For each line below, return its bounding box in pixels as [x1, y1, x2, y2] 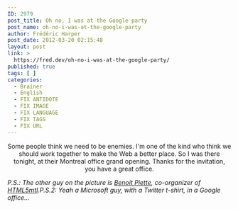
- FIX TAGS [13, 115, 46, 123]
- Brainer [13, 83, 43, 90]
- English [13, 89, 43, 96]
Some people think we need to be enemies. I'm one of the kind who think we [7, 142, 232, 150]
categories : [7, 76, 43, 84]
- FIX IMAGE [13, 103, 50, 110]
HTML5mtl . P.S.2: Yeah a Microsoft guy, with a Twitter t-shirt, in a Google [7, 186, 221, 194]
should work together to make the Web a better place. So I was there [18, 149, 220, 158]
